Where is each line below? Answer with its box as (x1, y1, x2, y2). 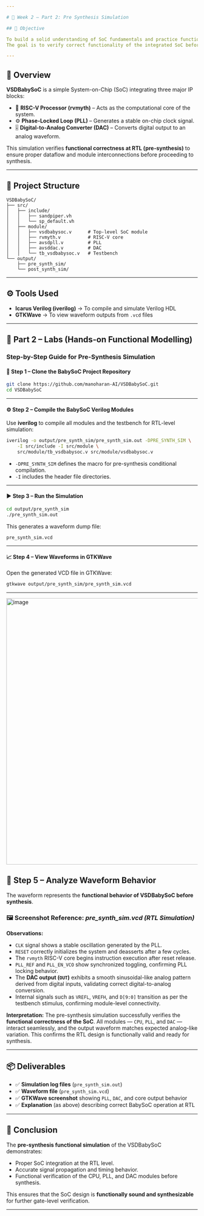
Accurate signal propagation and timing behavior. (15, 1165, 138, 1173)
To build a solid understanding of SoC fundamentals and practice (6, 36, 178, 43)
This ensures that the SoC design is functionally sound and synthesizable (6, 1190, 194, 1198)
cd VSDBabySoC (6, 387, 42, 393)
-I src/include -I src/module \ (17, 443, 99, 449)
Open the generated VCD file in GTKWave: (6, 569, 112, 576)
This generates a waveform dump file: (6, 522, 101, 530)
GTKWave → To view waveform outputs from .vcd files (15, 311, 153, 318)
